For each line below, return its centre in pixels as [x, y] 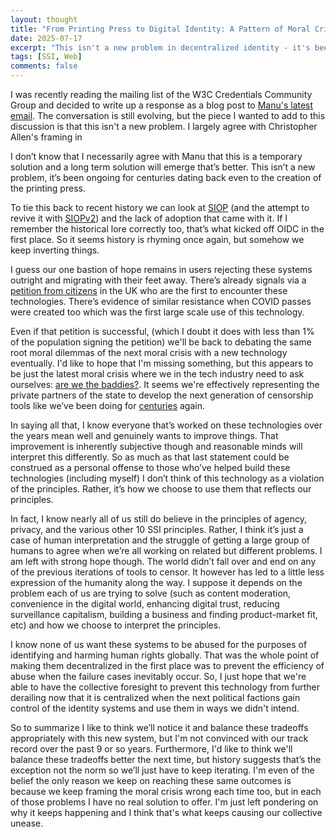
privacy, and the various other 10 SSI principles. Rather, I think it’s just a [157, 529]
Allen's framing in [46, 137]
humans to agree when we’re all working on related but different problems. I [166, 550]
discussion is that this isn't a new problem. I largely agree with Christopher [164, 126]
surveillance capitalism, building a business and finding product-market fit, [164, 614]
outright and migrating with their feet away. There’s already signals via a [158, 280]
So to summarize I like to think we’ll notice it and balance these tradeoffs [159, 727]
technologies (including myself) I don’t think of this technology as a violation [167, 478]
